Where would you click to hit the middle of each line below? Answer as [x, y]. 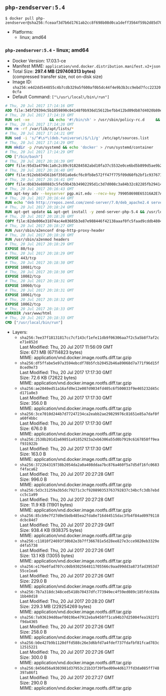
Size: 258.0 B [33, 632]
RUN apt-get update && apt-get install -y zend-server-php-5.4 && [75, 212]
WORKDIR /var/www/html [28, 314]
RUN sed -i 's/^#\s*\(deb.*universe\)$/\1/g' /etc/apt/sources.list [77, 138]
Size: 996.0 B [33, 479]
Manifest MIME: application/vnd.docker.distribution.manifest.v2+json [86, 66]
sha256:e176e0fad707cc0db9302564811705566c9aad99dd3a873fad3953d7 [89, 567]
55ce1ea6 [29, 571]
